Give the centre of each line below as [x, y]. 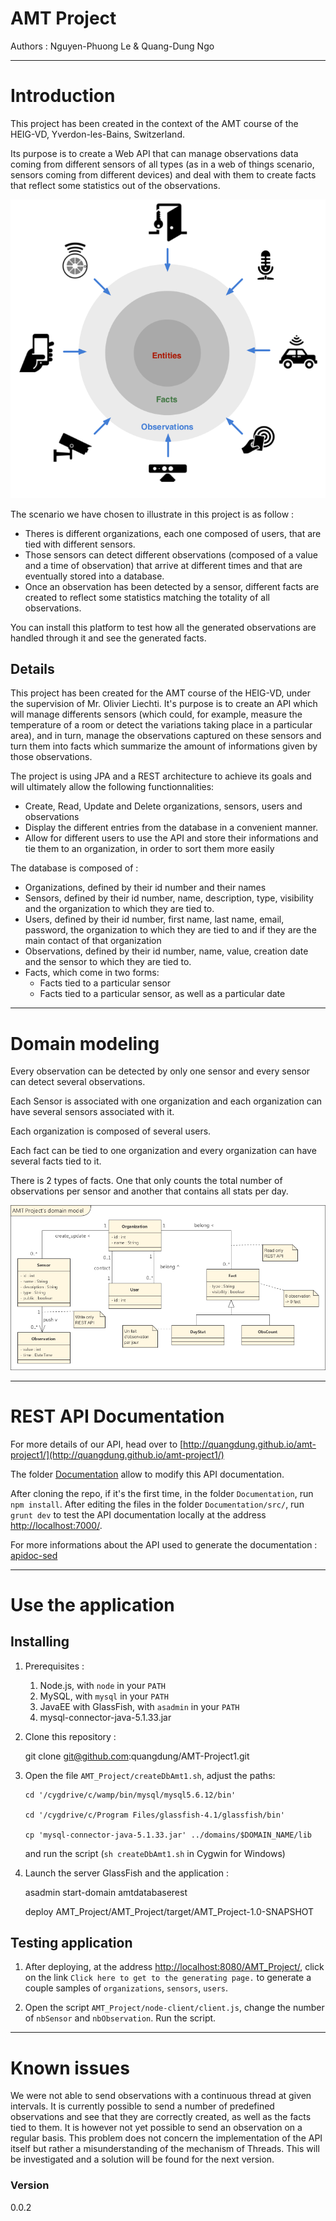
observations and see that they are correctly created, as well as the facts [161, 2117]
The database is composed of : [74, 868]
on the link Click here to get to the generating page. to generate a [168, 1978]
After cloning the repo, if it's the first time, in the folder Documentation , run [162, 1493]
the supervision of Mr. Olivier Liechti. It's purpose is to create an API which [164, 704]
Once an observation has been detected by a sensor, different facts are [172, 586]
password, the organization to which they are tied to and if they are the [170, 930]
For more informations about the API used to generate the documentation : [164, 1544]
